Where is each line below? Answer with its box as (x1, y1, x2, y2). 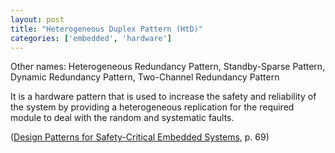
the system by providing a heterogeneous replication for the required (10, 101, 295, 113)
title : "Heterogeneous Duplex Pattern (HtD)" (10, 24, 203, 34)
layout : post (10, 14, 65, 25)
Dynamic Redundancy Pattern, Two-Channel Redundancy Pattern (10, 71, 280, 83)
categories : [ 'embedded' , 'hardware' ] (10, 33, 172, 43)
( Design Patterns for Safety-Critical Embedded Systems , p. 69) (10, 131, 270, 143)
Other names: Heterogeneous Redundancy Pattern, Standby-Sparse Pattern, (10, 61, 326, 73)
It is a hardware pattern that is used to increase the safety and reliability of (10, 91, 317, 103)
